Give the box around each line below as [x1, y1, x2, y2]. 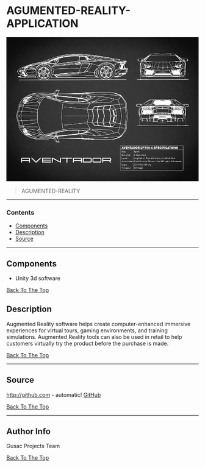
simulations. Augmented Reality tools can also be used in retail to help [6, 333, 182, 340]
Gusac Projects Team [6, 443, 60, 450]
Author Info [6, 426, 51, 437]
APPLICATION [6, 16, 79, 30]
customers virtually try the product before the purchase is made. [6, 340, 169, 347]
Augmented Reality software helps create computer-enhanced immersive [6, 320, 191, 327]
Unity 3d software [15, 275, 61, 282]
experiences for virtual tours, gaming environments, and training [6, 327, 168, 334]
